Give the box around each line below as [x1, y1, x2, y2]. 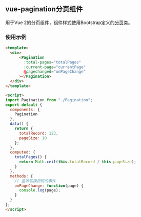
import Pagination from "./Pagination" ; [5, 97, 93, 102]
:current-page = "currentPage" [24, 64, 86, 70]
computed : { [10, 150, 36, 155]
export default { [5, 102, 43, 107]
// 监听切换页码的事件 [14, 178, 56, 183]
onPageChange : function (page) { [14, 183, 84, 188]
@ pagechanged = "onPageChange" [24, 69, 86, 74]
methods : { [10, 173, 33, 179]
